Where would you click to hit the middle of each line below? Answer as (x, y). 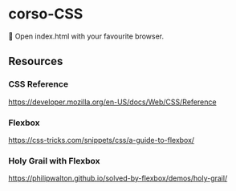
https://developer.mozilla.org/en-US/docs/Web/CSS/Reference (112, 102)
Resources (36, 61)
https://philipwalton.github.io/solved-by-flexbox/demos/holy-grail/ (118, 178)
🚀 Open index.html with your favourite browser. (86, 36)
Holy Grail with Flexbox (54, 161)
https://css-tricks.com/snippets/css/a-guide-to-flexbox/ (102, 140)
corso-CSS (46, 14)
